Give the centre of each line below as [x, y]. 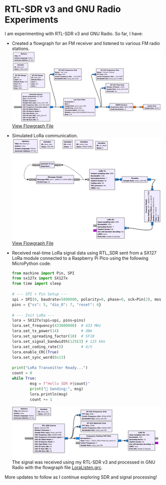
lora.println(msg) [49, 394]
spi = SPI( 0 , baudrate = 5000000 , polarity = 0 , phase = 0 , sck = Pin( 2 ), [82, 299]
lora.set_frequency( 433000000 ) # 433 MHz [56, 326]
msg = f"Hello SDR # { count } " [60, 383]
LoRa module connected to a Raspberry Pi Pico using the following [80, 258]
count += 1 [41, 399]
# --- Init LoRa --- [33, 315]
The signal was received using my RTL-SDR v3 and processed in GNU [83, 462]
